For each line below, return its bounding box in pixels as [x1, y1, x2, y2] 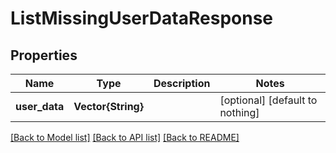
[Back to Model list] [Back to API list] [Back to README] [10, 132, 240, 143]
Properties [10, 47, 78, 64]
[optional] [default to [219, 93, 318, 107]
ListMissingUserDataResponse [10, 7, 274, 30]
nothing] [219, 106, 260, 119]
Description [153, 77, 211, 90]
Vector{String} [73, 100, 144, 113]
